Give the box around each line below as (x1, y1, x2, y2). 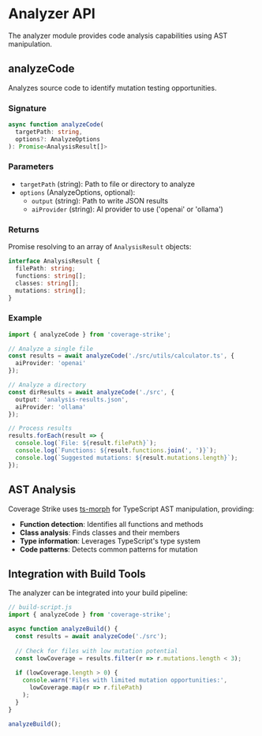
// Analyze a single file (8, 345, 93, 353)
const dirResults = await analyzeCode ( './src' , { (8, 388, 175, 396)
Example (8, 312, 43, 323)
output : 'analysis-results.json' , (15, 395, 129, 403)
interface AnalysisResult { (8, 257, 101, 265)
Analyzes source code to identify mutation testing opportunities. (8, 83, 217, 92)
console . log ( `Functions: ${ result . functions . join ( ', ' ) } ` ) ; (15, 446, 217, 454)
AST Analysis (8, 483, 77, 497)
